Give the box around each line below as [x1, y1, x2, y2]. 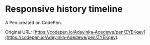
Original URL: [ [5, 29, 35, 35]
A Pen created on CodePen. [5, 20, 62, 25]
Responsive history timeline [5, 3, 123, 15]
